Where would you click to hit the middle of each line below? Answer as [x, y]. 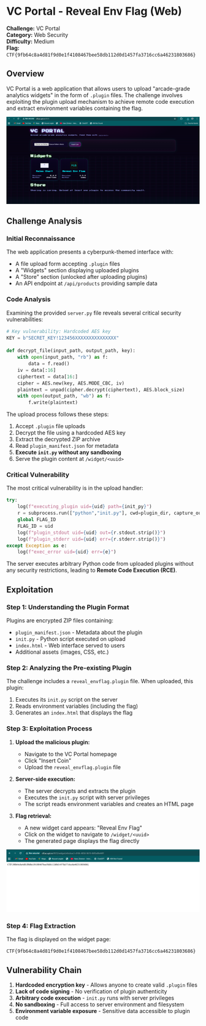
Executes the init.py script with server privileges [87, 797]
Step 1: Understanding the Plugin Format [68, 607]
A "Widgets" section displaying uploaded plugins [77, 270]
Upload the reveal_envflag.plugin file [73, 767]
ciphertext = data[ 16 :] [48, 377]
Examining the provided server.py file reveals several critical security [94, 313]
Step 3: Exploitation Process [49, 729]
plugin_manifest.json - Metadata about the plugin [79, 632]
